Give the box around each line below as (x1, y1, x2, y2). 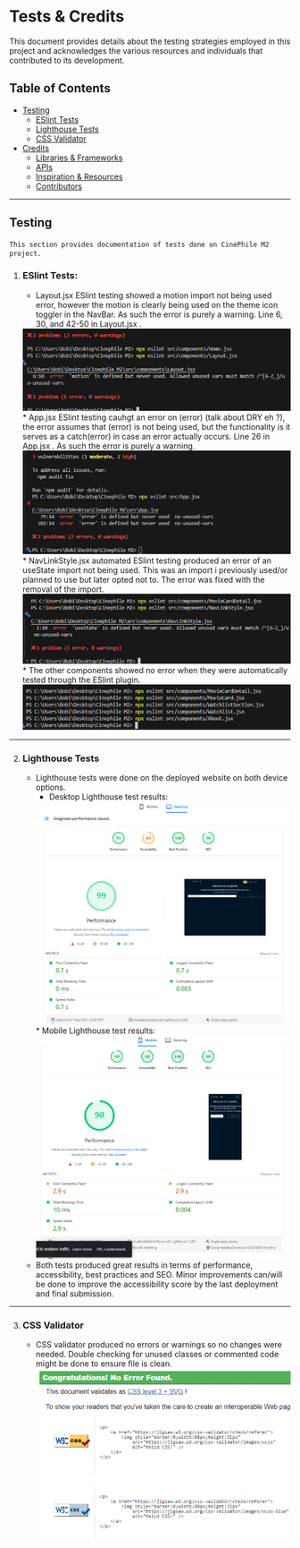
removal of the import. (21, 584, 104, 594)
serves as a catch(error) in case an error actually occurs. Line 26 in (21, 431, 271, 441)
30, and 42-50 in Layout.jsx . (35, 318, 142, 329)
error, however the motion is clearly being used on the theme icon (35, 299, 279, 310)
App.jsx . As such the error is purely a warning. (21, 440, 196, 451)
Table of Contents (9, 81, 112, 96)
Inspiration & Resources (35, 171, 123, 182)
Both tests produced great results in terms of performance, (35, 1260, 254, 1270)
